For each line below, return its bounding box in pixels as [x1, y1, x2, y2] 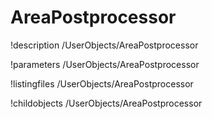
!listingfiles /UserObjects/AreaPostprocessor [10, 77, 194, 90]
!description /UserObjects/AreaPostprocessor [10, 39, 199, 51]
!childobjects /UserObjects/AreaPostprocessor [10, 97, 203, 109]
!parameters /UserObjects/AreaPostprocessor [10, 58, 200, 70]
